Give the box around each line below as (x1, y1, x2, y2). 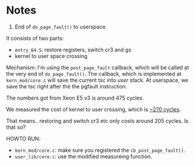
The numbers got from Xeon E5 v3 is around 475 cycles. (6, 94, 144, 101)
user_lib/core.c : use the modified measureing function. (14, 152, 152, 160)
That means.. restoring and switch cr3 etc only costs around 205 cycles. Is (6, 117, 188, 124)
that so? (6, 123, 26, 130)
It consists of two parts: (6, 34, 64, 41)
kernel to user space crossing (14, 52, 88, 59)
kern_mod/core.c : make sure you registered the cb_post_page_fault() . (14, 146, 186, 154)
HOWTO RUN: (6, 135, 41, 142)
